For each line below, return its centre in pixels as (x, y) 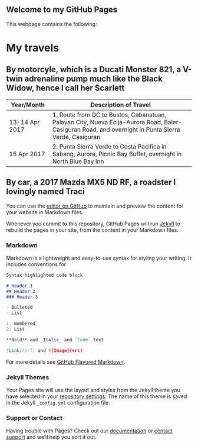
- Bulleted (19, 308)
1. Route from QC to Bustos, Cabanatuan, (109, 115)
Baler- (173, 122)
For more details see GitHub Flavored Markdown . (66, 362)
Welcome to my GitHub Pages (62, 10)
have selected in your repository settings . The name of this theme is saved (97, 396)
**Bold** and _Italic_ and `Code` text (55, 340)
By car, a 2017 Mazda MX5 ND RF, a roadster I (91, 182)
